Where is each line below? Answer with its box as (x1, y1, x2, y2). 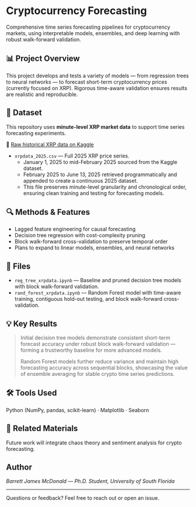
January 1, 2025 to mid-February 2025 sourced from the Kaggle (23, 158, 178, 165)
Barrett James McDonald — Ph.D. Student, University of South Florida (6, 478, 175, 485)
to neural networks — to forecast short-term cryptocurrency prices (6, 78, 167, 85)
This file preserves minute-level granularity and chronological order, (23, 183, 187, 190)
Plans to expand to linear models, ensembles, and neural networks (14, 244, 175, 251)
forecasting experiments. (6, 129, 66, 136)
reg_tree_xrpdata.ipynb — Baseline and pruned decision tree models (14, 277, 182, 284)
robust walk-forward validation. (6, 36, 82, 43)
